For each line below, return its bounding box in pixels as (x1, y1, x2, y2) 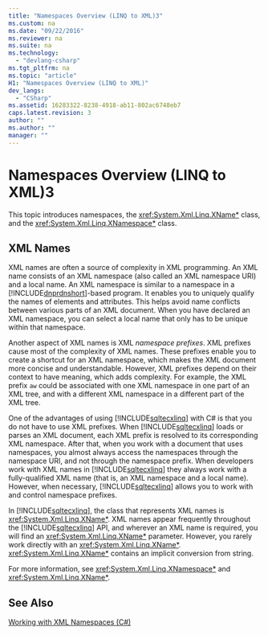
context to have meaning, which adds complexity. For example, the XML (8, 372, 247, 382)
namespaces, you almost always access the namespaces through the (8, 448, 238, 457)
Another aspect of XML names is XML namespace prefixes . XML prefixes (8, 338, 251, 348)
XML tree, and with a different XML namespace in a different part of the (8, 389, 245, 399)
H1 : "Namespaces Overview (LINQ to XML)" (8, 79, 149, 87)
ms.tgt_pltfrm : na (8, 64, 70, 72)
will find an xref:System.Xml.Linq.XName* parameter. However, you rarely (8, 531, 253, 541)
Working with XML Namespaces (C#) (8, 617, 132, 627)
